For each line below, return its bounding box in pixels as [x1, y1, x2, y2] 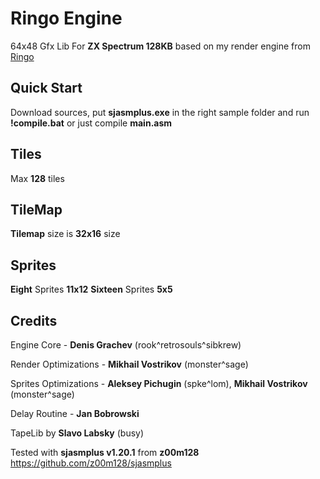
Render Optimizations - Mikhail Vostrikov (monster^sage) [10, 358, 249, 370]
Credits [10, 312, 58, 329]
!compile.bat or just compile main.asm [10, 117, 173, 129]
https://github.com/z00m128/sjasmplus [10, 457, 172, 469]
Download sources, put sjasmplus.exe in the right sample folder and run [10, 106, 310, 118]
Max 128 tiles [10, 172, 65, 184]
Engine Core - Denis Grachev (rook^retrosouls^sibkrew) [10, 339, 242, 351]
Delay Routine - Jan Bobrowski [10, 408, 140, 419]
